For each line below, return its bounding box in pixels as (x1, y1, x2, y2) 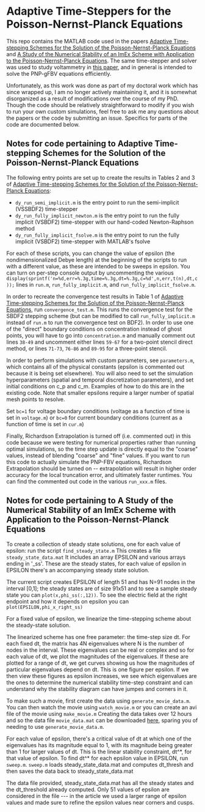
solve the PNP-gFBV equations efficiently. (6, 70, 112, 77)
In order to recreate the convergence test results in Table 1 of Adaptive (6, 292, 184, 300)
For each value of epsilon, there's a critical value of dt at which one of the (6, 735, 192, 742)
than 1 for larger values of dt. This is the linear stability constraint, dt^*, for (6, 748, 192, 755)
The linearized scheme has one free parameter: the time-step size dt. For (6, 633, 190, 640)
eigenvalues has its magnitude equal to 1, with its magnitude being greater (6, 741, 193, 748)
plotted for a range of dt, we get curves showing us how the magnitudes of (6, 659, 195, 666)
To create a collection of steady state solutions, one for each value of (6, 540, 181, 548)
